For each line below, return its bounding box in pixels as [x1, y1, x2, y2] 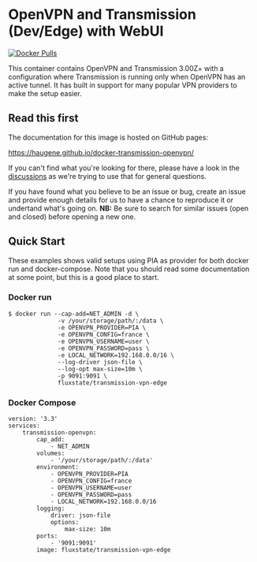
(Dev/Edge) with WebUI [8, 22, 164, 40]
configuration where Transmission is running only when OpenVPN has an [8, 72, 246, 81]
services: [8, 422, 41, 430]
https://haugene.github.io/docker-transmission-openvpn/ [8, 147, 195, 157]
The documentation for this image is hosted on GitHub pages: [8, 132, 209, 142]
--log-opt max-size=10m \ [58, 365, 143, 373]
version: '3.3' [8, 415, 58, 423]
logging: [36, 504, 65, 513]
